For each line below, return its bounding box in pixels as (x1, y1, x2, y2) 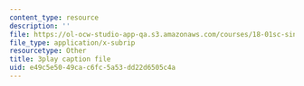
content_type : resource (9, 13, 100, 22)
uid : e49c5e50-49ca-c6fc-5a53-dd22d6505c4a (9, 64, 176, 73)
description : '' (9, 21, 71, 30)
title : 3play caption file (9, 55, 111, 64)
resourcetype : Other (9, 47, 88, 56)
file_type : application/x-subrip (9, 38, 136, 47)
